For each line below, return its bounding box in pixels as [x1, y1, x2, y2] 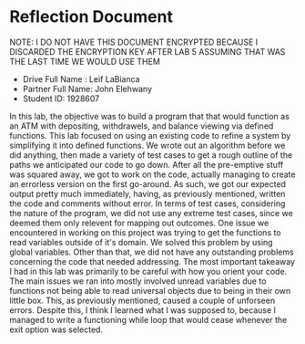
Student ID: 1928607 [22, 93, 100, 104]
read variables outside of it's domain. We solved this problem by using [9, 236, 273, 247]
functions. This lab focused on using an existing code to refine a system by [9, 130, 291, 141]
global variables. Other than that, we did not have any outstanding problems [9, 246, 294, 257]
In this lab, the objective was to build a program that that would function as [9, 110, 290, 121]
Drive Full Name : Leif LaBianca [22, 73, 140, 84]
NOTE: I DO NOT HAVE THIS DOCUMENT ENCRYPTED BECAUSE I [9, 36, 259, 47]
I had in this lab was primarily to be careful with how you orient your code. [9, 266, 288, 276]
